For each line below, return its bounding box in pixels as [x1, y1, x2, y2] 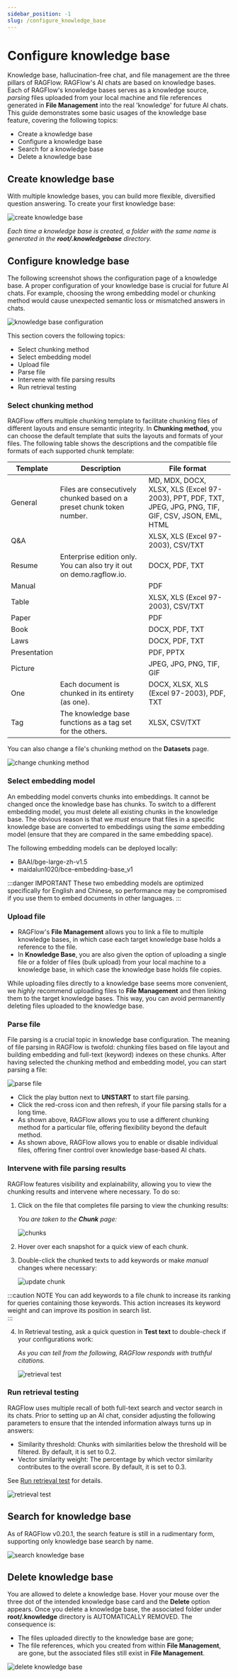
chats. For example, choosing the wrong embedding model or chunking [7, 289, 216, 298]
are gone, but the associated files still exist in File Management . [17, 1649, 205, 1657]
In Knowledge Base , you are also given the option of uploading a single [17, 950, 227, 958]
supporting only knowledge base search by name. [7, 1537, 154, 1545]
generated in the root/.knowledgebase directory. [7, 235, 152, 243]
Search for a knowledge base [17, 145, 104, 153]
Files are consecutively [59, 484, 137, 494]
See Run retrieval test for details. [7, 1476, 103, 1484]
